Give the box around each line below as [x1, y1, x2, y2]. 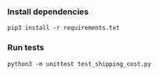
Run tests [7, 42, 45, 53]
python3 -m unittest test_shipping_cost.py [7, 60, 152, 68]
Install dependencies [7, 6, 89, 17]
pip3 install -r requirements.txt [7, 24, 121, 32]
